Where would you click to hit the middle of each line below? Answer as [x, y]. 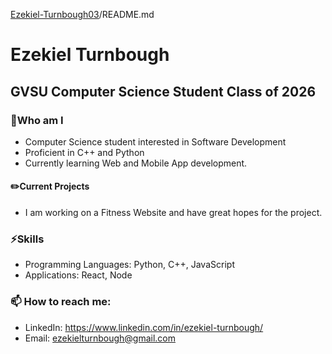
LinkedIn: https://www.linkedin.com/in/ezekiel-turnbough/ [144, 327]
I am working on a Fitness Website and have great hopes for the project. [173, 213]
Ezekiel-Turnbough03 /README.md [82, 14]
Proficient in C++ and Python [84, 152]
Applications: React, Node [78, 275]
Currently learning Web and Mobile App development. [136, 163]
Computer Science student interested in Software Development [155, 141]
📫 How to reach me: [61, 302]
